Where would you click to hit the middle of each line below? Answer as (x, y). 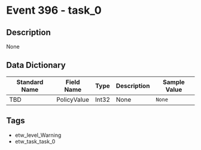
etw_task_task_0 (35, 141)
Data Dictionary (36, 65)
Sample (174, 82)
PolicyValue (73, 99)
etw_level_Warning (38, 135)
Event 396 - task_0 (54, 10)
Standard (30, 82)
